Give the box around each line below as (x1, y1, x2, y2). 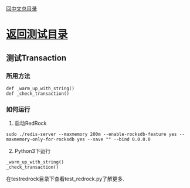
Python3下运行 (14, 148, 51, 155)
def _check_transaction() (6, 90, 69, 97)
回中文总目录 (6, 5, 37, 12)
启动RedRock (14, 119, 47, 127)
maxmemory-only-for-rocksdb (6, 136, 75, 142)
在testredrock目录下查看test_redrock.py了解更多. (6, 175, 125, 183)
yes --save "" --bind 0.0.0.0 (77, 136, 151, 142)
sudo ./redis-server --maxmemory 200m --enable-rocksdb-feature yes (6, 131, 177, 138)
